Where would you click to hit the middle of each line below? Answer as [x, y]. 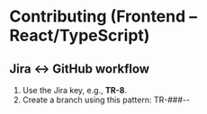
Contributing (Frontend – [103, 17]
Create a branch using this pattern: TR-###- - [106, 100]
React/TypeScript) [80, 35]
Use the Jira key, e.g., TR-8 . [75, 90]
